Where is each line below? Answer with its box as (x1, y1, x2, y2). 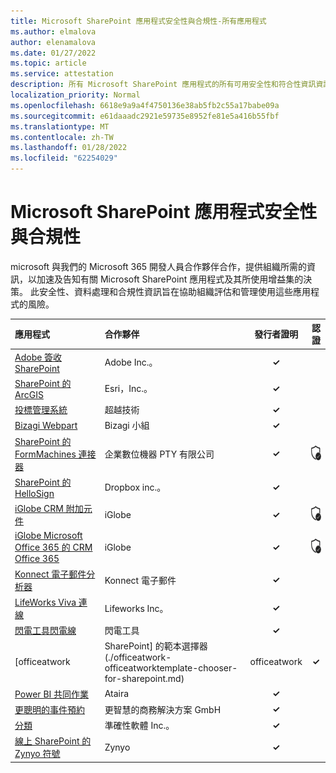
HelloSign (14, 487, 55, 499)
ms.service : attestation (10, 69, 114, 79)
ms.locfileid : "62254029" (10, 153, 118, 164)
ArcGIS (14, 388, 44, 400)
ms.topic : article (10, 58, 87, 69)
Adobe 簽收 (14, 351, 63, 363)
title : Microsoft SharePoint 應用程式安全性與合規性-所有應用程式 (10, 16, 267, 26)
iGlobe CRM (14, 503, 64, 515)
